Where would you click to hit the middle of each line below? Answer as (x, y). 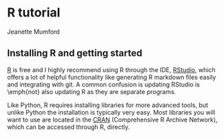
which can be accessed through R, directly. (69, 127)
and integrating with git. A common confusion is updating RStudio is (103, 84)
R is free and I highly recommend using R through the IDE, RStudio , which (111, 69)
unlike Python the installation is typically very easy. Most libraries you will (111, 112)
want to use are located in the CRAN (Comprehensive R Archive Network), (112, 119)
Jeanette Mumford (33, 32)
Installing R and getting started (75, 53)
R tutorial (34, 13)
